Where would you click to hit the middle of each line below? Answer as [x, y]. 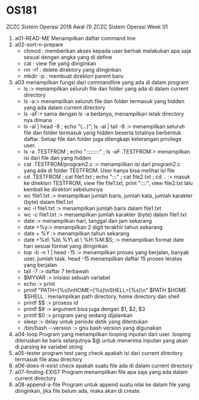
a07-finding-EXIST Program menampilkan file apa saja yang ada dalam [101, 372]
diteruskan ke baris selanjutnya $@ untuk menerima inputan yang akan [101, 340]
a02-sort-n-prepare [39, 44]
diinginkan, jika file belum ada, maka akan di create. [78, 391]
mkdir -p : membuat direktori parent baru [73, 76]
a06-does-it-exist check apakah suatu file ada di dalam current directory [104, 366]
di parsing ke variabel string [49, 347]
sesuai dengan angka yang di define [68, 57]
